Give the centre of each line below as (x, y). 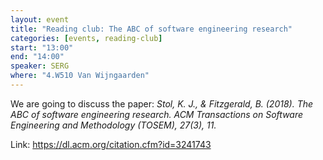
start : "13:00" (42, 47)
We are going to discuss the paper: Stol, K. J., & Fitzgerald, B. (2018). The (162, 103)
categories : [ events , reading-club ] (86, 38)
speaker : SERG (40, 66)
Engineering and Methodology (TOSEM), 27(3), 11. (113, 125)
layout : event (40, 19)
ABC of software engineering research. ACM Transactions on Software (157, 114)
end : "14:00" (37, 57)
